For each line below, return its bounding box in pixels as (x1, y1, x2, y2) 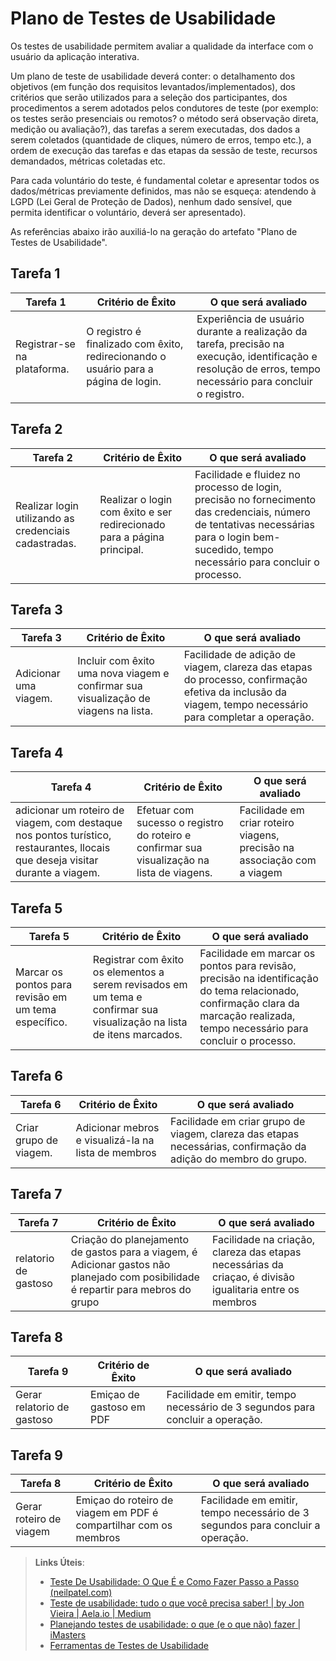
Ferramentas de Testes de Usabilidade (49, 1640, 209, 1652)
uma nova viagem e (77, 667, 170, 681)
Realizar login (15, 498, 80, 512)
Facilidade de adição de (183, 648, 297, 662)
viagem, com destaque (15, 816, 123, 830)
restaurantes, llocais (15, 841, 111, 855)
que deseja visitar (15, 853, 99, 867)
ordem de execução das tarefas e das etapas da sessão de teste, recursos (10, 144, 318, 156)
